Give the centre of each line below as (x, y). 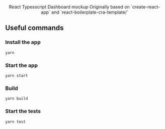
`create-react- (145, 7)
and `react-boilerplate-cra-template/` (90, 12)
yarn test (16, 121)
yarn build (17, 99)
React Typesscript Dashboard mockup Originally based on (69, 7)
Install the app (23, 42)
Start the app (22, 65)
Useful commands (34, 28)
